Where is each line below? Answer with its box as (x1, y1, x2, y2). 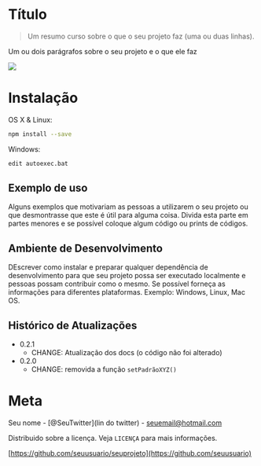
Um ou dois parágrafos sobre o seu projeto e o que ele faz (8, 46, 198, 56)
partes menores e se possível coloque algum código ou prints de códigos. (8, 218, 248, 229)
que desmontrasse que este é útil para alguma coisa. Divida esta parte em (8, 211, 249, 220)
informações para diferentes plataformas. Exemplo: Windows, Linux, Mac (8, 288, 246, 297)
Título (8, 6, 47, 24)
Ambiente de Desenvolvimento (8, 241, 164, 255)
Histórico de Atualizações (8, 318, 138, 332)
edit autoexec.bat (8, 160, 68, 167)
